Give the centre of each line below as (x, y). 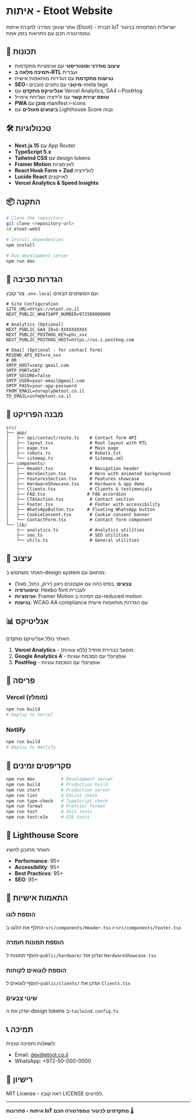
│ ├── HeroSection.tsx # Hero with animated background (88, 474)
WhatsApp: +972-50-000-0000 (53, 1061)
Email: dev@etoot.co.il (41, 1055)
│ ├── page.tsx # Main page (62, 448)
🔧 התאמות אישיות (37, 898)
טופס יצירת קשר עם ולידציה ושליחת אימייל (62, 97)
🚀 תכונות (21, 52)
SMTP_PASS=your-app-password (41, 386)
